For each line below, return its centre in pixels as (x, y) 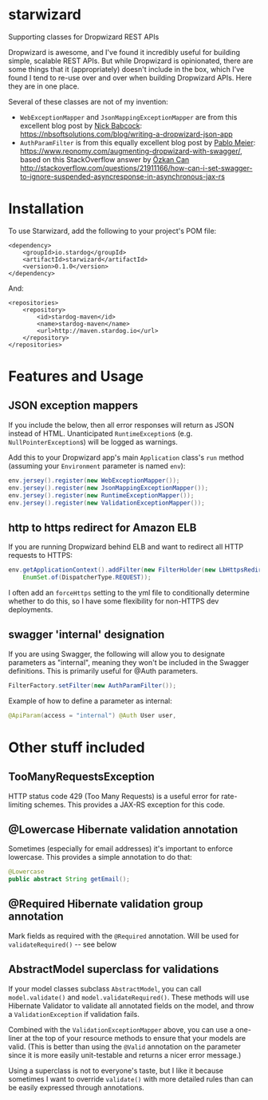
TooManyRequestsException (82, 777)
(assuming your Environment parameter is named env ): (97, 465)
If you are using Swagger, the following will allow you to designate (117, 654)
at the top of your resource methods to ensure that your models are (135, 1038)
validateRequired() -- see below (63, 944)
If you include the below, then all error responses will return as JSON (121, 425)
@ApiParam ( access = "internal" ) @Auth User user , (93, 715)
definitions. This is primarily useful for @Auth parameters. (103, 671)
